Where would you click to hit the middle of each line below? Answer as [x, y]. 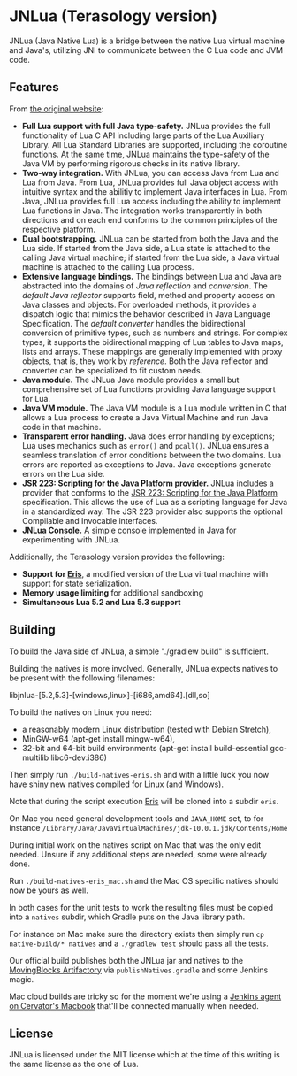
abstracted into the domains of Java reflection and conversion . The [145, 286]
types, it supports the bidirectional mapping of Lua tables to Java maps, [152, 342]
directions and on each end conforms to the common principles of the [149, 219]
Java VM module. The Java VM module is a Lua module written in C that [154, 408]
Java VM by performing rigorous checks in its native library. [131, 163]
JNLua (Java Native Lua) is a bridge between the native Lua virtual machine [147, 41]
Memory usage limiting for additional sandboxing [113, 592]
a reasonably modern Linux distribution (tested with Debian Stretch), [147, 729]
